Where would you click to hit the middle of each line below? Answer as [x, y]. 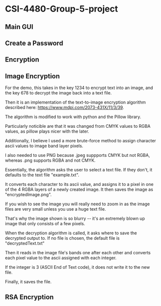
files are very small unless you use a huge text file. [56, 209]
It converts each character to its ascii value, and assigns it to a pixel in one [79, 184]
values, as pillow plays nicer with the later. [47, 131]
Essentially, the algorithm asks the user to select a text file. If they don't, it [79, 170]
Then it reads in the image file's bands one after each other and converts [78, 253]
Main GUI [19, 27]
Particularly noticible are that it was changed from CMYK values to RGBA [78, 126]
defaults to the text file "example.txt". [42, 175]
